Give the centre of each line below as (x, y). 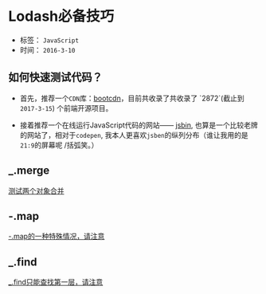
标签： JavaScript (49, 40)
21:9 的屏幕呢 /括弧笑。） (59, 145)
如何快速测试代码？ (55, 78)
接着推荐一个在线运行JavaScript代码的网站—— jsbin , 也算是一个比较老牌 (139, 125)
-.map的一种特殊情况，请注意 (57, 237)
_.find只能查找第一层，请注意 (56, 282)
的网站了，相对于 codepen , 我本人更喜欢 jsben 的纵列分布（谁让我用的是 (134, 135)
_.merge (29, 171)
